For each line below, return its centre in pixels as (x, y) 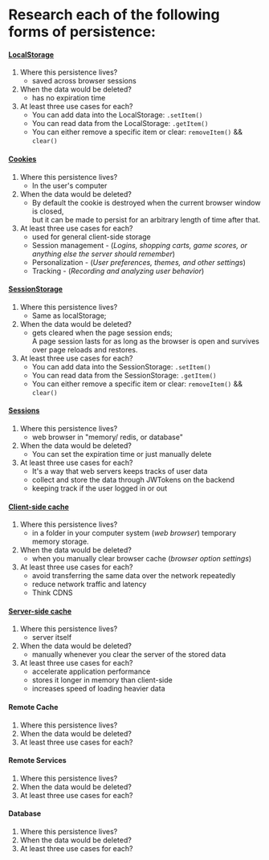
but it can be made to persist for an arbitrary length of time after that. (146, 219)
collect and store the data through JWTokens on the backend (133, 480)
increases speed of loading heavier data (98, 689)
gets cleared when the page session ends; (102, 332)
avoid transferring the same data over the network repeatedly (134, 576)
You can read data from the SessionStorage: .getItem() (124, 375)
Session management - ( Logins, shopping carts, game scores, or (139, 245)
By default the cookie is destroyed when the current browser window (146, 202)
